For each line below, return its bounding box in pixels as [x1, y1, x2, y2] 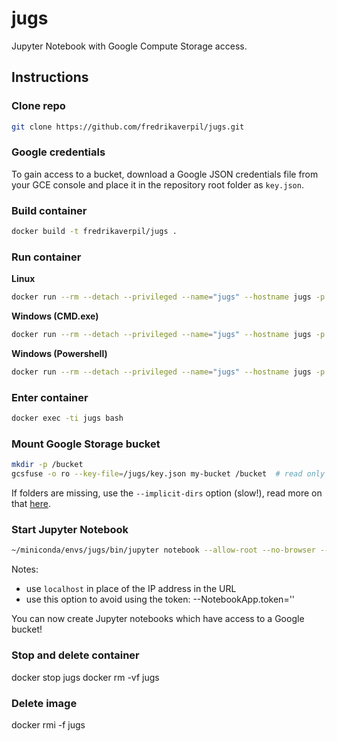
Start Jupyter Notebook [11, 523, 129, 537]
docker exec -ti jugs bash [11, 413, 124, 424]
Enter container [11, 390, 89, 404]
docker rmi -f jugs [11, 718, 86, 731]
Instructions [11, 69, 89, 86]
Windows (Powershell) [11, 348, 108, 360]
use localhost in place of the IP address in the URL [25, 583, 237, 595]
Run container [11, 250, 82, 264]
